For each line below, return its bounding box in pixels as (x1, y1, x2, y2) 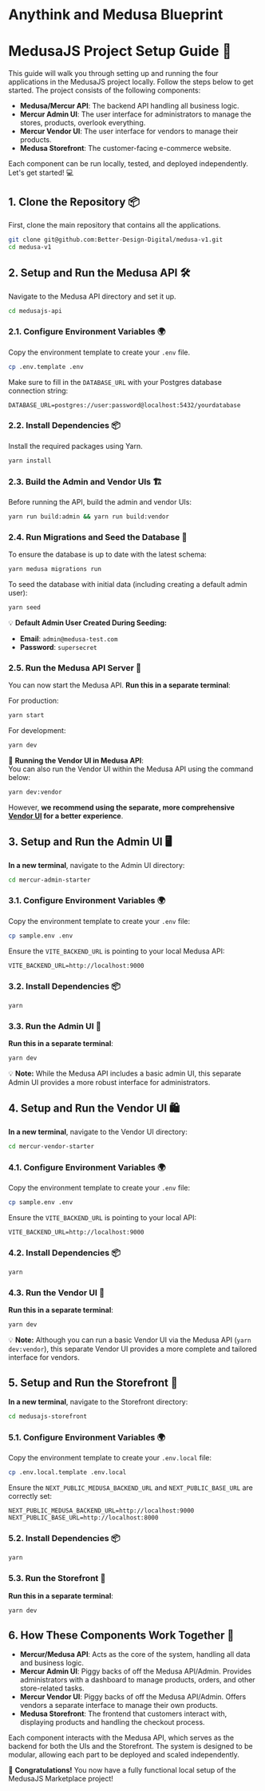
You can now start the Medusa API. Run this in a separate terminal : (8, 680, 231, 690)
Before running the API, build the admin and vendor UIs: (8, 497, 192, 507)
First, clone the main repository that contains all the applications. (8, 220, 221, 229)
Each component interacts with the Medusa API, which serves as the (8, 1733, 234, 1742)
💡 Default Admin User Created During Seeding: (8, 617, 168, 628)
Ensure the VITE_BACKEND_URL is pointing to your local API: (8, 1212, 197, 1222)
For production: (8, 696, 59, 706)
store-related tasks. (19, 1683, 85, 1694)
